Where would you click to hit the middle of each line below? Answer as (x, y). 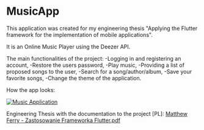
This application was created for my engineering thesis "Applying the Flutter (102, 28)
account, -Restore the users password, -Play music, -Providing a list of (96, 65)
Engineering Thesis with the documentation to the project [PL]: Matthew (97, 113)
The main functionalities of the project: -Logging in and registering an (94, 58)
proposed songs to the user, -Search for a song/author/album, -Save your (99, 71)
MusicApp (33, 11)
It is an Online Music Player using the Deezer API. (68, 47)
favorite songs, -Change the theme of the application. (74, 78)
